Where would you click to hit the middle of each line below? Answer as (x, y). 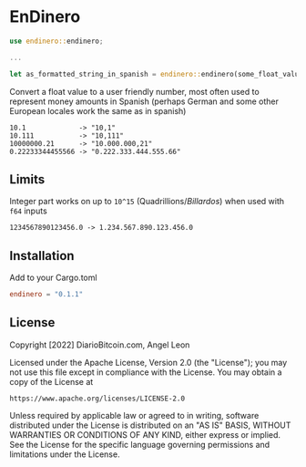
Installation (42, 256)
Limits (27, 179)
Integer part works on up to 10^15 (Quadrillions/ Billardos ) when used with (147, 202)
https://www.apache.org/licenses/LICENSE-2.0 (97, 399)
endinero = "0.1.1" (46, 295)
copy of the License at (51, 381)
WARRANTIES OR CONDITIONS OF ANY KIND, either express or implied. (145, 434)
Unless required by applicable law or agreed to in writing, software (134, 415)
